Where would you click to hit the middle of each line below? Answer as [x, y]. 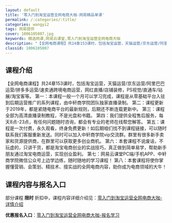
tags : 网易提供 [20, 29]
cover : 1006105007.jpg [29, 34]
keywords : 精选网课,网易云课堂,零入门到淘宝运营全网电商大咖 [63, 39]
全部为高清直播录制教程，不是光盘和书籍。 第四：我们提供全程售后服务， [82, 115]
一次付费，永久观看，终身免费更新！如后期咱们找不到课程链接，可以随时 [90, 128]
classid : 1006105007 [27, 48]
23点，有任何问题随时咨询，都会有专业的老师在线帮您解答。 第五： [89, 122]
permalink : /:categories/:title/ [41, 19]
